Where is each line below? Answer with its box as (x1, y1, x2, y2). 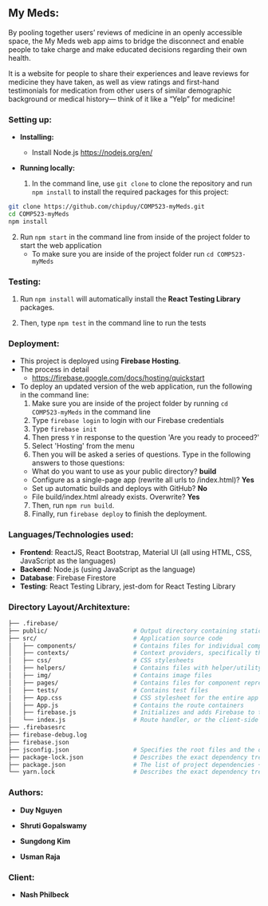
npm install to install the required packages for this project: (31, 187, 229, 197)
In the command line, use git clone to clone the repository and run (31, 179, 253, 189)
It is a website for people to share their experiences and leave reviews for (8, 68, 250, 78)
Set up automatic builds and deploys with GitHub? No (31, 484, 207, 493)
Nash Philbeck (19, 889, 69, 899)
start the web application (19, 240, 102, 250)
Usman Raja (19, 852, 61, 861)
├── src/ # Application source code (8, 634, 223, 642)
